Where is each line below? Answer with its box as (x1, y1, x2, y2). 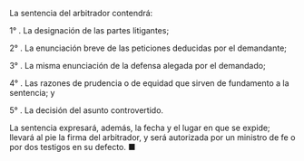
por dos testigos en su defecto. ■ (9, 142, 136, 152)
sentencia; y (9, 88, 55, 98)
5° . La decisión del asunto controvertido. (9, 105, 164, 116)
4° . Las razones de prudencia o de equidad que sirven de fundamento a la (9, 78, 289, 89)
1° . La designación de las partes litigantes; (9, 25, 170, 35)
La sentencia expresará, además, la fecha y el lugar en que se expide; (9, 122, 270, 133)
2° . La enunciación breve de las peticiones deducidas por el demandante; (9, 43, 288, 53)
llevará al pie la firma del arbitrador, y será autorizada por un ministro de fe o (9, 132, 296, 143)
